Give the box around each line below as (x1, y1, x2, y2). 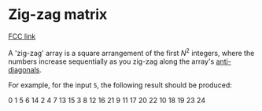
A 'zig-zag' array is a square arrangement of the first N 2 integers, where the (8, 46, 255, 57)
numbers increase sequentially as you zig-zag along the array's (8, 57, 215, 66)
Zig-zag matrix (8, 6, 108, 24)
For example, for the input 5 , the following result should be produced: (8, 80, 232, 90)
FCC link (8, 31, 36, 41)
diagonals (8, 65, 40, 74)
